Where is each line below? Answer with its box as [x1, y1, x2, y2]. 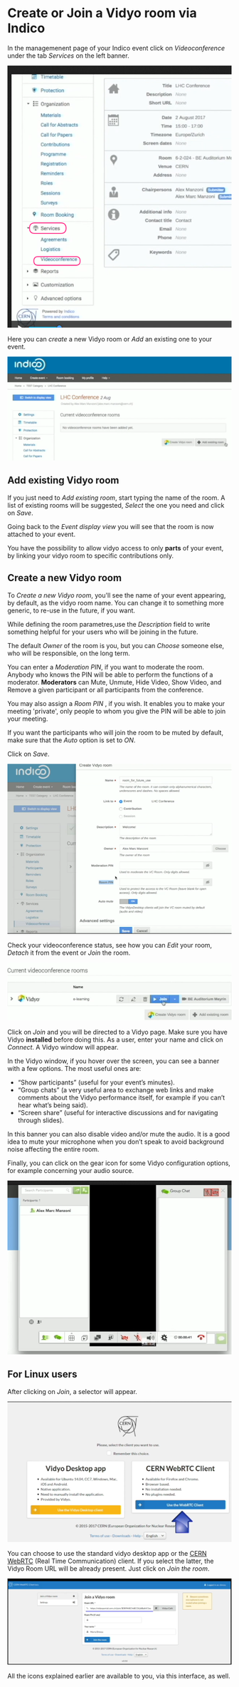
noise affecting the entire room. [7, 1144, 100, 1153]
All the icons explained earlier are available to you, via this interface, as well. [7, 1672, 230, 1681]
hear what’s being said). [17, 1100, 88, 1109]
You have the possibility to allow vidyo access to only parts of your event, [7, 543, 224, 552]
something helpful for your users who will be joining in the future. [7, 627, 198, 636]
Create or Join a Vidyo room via [7, 5, 197, 21]
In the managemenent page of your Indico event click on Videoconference [7, 43, 225, 52]
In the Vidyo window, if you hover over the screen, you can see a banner [7, 1057, 220, 1065]
